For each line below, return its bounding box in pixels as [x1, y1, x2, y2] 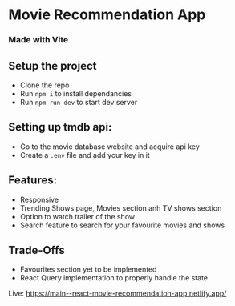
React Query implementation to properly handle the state [19, 273, 209, 283]
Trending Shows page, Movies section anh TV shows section [19, 203, 222, 213]
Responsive [19, 195, 59, 204]
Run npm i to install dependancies [19, 88, 132, 98]
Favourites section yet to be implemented [19, 264, 157, 274]
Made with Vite [8, 34, 69, 46]
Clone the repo [19, 80, 70, 90]
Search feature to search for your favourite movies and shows [19, 220, 225, 230]
